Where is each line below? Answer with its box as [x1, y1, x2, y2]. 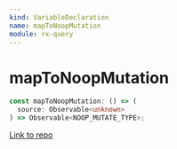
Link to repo [9, 129, 53, 140]
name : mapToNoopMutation [9, 21, 101, 30]
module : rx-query [9, 29, 74, 38]
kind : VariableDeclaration [9, 12, 109, 22]
